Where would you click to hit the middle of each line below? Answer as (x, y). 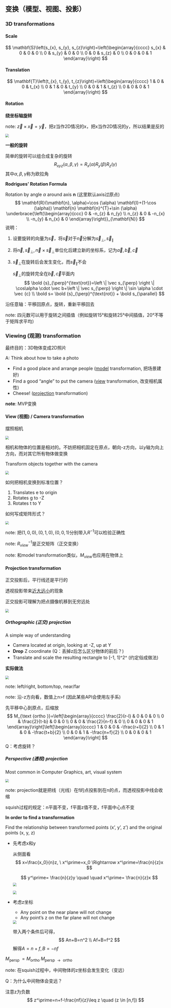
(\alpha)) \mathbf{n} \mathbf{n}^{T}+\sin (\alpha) (85, 208)
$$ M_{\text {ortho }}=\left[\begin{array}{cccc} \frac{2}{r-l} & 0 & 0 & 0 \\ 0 (85, 716)
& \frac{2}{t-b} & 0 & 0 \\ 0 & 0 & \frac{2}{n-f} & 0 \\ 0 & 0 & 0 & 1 (85, 721)
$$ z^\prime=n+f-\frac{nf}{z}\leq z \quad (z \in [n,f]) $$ (85, 1000)
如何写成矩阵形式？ (25, 513)
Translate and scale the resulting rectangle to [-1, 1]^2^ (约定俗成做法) (85, 657)
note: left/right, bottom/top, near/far (43, 686)
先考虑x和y (24, 843)
